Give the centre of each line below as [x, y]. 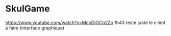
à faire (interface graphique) [35, 27]
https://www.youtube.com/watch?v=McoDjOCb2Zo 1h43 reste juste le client [86, 22]
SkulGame [28, 9]
